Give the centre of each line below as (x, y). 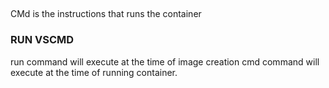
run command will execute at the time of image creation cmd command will (165, 61)
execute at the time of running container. (94, 72)
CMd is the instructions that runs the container (106, 14)
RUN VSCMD (42, 40)
